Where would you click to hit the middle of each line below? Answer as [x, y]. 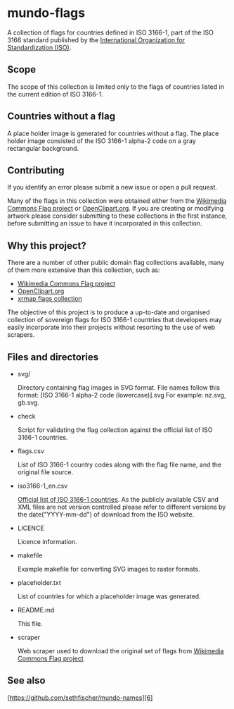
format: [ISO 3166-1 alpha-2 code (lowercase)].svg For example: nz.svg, [122, 395]
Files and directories [53, 357]
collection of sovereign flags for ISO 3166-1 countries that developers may [115, 320]
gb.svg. [28, 402]
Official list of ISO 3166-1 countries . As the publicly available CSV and [118, 499]
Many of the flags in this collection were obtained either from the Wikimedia [117, 201]
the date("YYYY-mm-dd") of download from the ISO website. [106, 514]
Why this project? [47, 246]
